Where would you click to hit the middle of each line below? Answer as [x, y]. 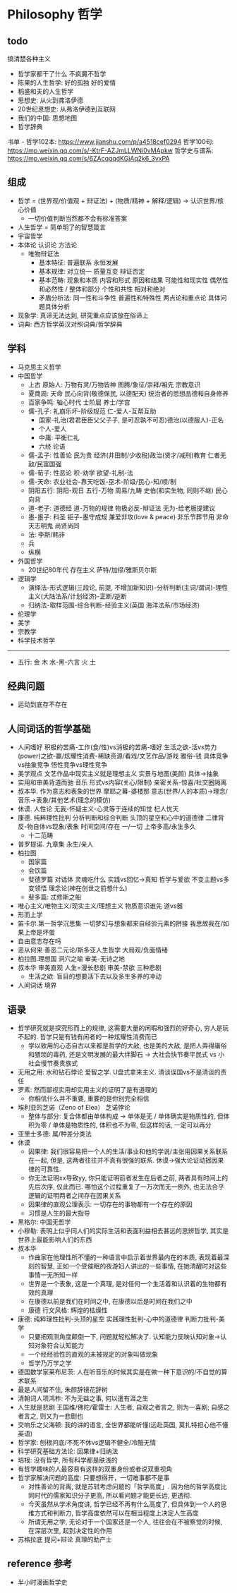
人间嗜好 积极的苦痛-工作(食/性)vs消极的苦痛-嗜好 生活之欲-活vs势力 [117, 747]
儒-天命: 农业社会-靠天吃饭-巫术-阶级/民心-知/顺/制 [102, 481]
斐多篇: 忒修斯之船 [55, 897]
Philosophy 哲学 [55, 14]
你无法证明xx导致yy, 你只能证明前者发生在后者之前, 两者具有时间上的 [128, 1178]
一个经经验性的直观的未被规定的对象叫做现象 [93, 1355]
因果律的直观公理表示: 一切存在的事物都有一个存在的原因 [110, 1204]
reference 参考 [40, 1564]
